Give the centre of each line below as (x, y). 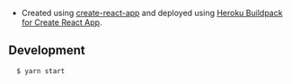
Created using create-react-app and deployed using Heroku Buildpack (152, 13)
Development (47, 50)
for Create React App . (62, 22)
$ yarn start (41, 71)
